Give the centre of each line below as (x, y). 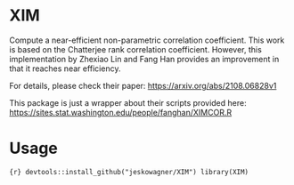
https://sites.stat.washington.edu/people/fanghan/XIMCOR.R (121, 112)
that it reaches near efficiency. (65, 68)
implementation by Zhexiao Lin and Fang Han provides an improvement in (144, 59)
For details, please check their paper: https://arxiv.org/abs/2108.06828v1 (143, 85)
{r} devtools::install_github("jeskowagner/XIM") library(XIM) (129, 172)
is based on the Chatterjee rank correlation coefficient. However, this (136, 49)
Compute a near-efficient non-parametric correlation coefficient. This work (147, 40)
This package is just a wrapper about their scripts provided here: (128, 102)
